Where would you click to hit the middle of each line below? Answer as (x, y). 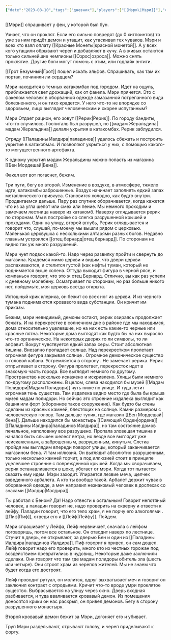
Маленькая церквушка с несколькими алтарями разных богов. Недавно (84, 233)
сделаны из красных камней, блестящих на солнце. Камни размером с (83, 409)
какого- (157, 144)
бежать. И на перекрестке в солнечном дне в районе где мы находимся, (85, 323)
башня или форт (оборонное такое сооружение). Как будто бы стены (80, 404)
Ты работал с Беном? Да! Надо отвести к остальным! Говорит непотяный (85, 500)
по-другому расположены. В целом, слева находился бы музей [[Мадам (85, 382)
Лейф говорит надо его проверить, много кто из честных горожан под (82, 548)
